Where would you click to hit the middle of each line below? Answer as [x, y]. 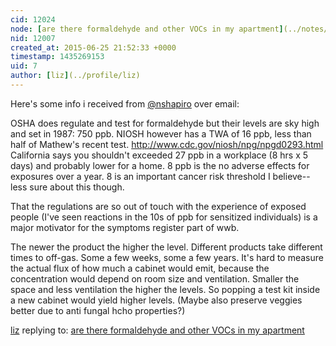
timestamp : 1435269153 [57, 57]
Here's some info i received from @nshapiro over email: [125, 103]
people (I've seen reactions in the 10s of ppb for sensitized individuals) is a [164, 217]
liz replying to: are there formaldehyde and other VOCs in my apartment [157, 330]
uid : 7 [24, 66]
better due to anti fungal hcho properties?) [98, 310]
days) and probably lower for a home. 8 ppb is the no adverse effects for [160, 165]
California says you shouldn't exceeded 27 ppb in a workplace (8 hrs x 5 [159, 155]
